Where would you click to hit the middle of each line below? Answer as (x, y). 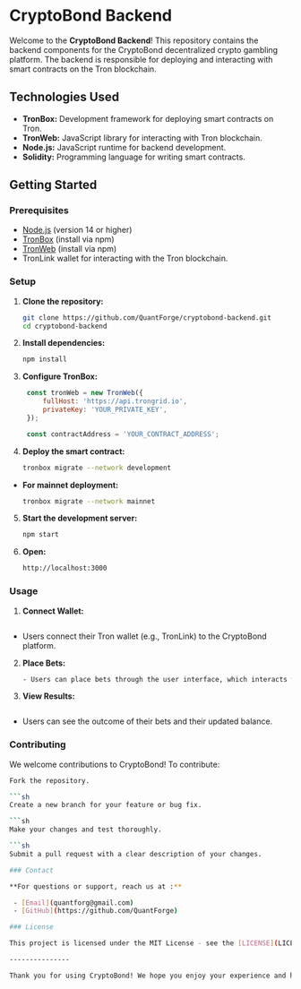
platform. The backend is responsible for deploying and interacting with (141, 59)
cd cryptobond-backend (64, 326)
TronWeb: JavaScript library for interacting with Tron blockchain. (142, 138)
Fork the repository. (50, 780)
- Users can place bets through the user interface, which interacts (155, 679)
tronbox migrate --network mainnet (89, 501)
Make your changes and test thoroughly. (86, 830)
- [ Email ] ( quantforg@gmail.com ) (73, 903)
